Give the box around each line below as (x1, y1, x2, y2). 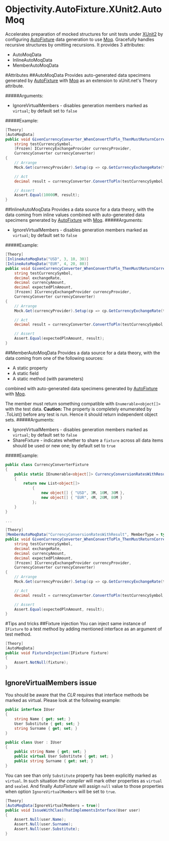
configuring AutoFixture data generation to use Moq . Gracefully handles (5, 36, 154, 42)
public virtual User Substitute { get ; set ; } (14, 754, 114, 759)
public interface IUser (5, 707, 55, 712)
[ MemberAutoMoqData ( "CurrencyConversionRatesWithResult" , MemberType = (5, 532, 158, 537)
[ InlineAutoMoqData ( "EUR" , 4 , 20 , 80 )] (5, 261, 89, 266)
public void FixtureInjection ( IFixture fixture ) (5, 650, 109, 656)
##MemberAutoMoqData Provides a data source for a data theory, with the (5, 350, 160, 356)
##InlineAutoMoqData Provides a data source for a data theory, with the (5, 206, 154, 213)
